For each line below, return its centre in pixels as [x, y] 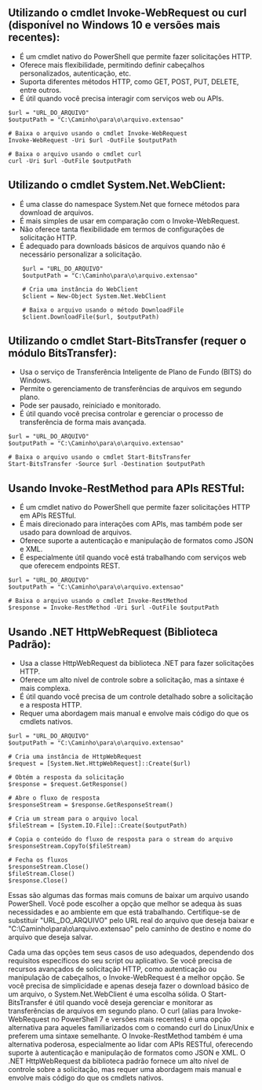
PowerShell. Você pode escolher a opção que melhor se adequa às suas [125, 903]
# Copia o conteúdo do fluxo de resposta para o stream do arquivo [121, 840]
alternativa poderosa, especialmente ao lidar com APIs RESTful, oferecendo [131, 1044]
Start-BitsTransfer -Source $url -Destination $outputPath [107, 464]
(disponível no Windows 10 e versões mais [115, 26]
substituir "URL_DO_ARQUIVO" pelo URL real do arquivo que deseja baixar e [131, 921]
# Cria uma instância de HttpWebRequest [75, 757]
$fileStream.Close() [42, 874]
